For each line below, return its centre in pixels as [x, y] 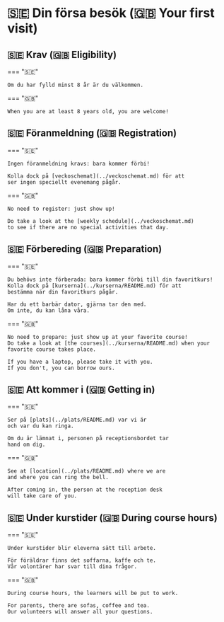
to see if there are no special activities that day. [88, 227]
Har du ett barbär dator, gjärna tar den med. [77, 304]
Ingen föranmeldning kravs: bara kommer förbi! [79, 163]
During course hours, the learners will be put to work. [93, 593]
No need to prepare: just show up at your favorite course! [98, 337]
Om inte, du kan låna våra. [49, 310]
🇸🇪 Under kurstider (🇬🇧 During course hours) [112, 518]
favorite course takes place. [52, 349]
